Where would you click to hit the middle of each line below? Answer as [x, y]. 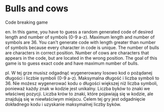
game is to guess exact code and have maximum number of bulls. [72, 63]
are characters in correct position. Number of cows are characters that [77, 53]
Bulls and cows [37, 9]
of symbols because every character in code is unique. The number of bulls [82, 47]
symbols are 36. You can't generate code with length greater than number [81, 42]
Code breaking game [26, 22]
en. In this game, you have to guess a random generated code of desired [79, 32]
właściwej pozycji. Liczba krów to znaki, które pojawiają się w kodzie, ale [79, 94]
